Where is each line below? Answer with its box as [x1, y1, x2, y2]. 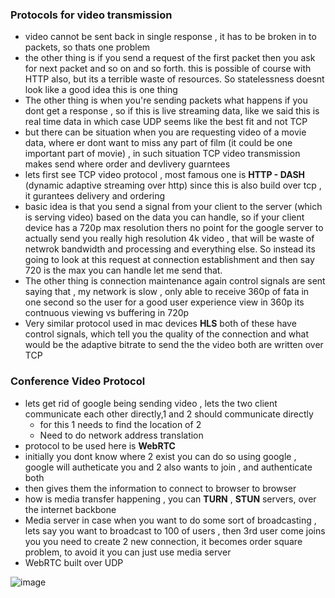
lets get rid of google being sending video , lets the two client [24, 397, 278, 409]
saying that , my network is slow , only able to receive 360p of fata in [24, 286, 310, 298]
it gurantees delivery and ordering [24, 190, 166, 202]
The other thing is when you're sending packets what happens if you [24, 94, 308, 107]
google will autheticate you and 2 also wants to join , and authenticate [24, 461, 313, 473]
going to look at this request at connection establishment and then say [24, 254, 315, 266]
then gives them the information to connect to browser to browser [24, 482, 297, 494]
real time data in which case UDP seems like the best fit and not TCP [24, 116, 308, 128]
